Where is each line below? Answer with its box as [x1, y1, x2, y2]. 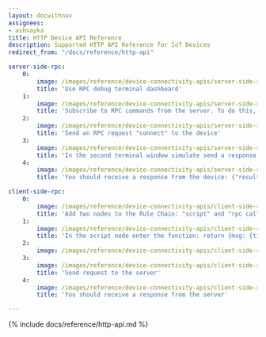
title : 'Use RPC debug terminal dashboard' [36, 85, 182, 93]
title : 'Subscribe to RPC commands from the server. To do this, [36, 107, 257, 115]
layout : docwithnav [8, 11, 73, 20]
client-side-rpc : [8, 188, 66, 196]
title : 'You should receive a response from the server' [36, 291, 228, 299]
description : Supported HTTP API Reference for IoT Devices [8, 41, 211, 49]
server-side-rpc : [8, 63, 66, 71]
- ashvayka [8, 26, 44, 34]
